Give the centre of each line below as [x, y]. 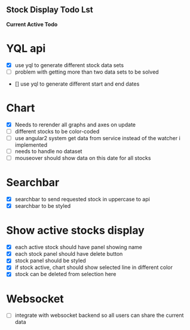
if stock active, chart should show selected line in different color [94, 267]
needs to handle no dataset [48, 151]
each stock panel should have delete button [69, 254]
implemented [31, 145]
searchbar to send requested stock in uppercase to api [82, 199]
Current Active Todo [32, 24]
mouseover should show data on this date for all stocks [83, 158]
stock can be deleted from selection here [65, 274]
